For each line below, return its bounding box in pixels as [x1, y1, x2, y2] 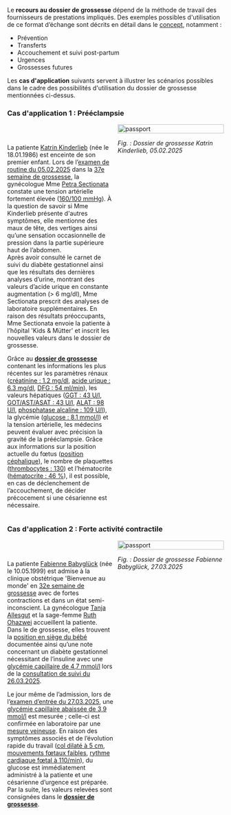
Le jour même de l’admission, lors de [7, 690, 111, 698]
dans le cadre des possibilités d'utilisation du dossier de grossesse [7, 84, 197, 92]
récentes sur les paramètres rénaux [7, 369, 108, 378]
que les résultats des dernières [7, 268, 95, 276]
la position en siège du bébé [7, 632, 87, 641]
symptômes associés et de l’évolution [7, 734, 113, 742]
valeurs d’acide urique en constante [7, 283, 109, 291]
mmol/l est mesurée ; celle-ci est [7, 712, 100, 720]
